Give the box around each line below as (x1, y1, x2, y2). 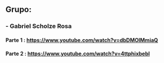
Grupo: (5, 5, 32, 15)
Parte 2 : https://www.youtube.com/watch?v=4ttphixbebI (5, 50, 150, 57)
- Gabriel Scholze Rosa (5, 22, 72, 30)
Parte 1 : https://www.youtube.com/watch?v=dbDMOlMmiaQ (5, 36, 158, 43)
